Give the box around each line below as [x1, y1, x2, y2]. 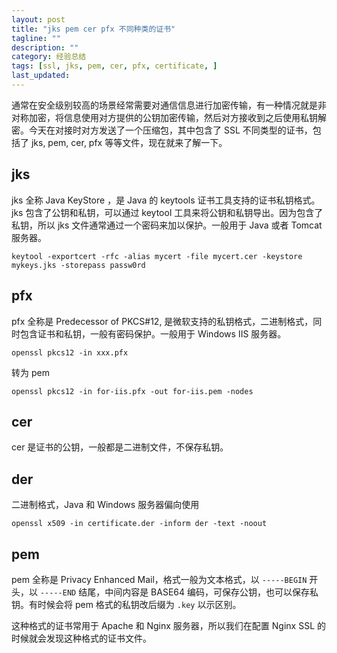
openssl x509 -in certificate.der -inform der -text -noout [11, 519, 268, 529]
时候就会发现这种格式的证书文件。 [11, 632, 152, 644]
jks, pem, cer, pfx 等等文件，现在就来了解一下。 [30, 136, 228, 148]
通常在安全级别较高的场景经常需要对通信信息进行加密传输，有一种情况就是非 [11, 99, 327, 111]
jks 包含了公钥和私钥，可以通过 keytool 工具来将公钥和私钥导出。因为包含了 [11, 206, 324, 218]
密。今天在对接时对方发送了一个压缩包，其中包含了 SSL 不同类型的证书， [11, 124, 313, 136]
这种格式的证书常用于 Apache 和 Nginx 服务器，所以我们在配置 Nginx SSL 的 [11, 619, 326, 631]
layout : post [11, 14, 66, 25]
